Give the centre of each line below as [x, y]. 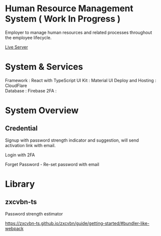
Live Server [17, 47]
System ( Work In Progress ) [63, 19]
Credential [21, 128]
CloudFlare [16, 86]
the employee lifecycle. [28, 38]
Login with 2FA [20, 155]
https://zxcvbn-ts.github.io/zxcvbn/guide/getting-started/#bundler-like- [77, 223]
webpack [14, 228]
